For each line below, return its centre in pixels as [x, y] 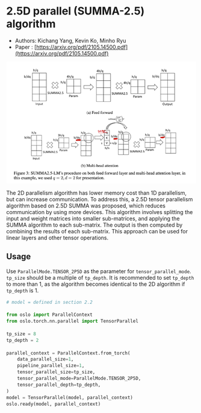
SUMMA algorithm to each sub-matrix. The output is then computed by [94, 225]
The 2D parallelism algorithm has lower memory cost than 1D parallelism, [97, 193]
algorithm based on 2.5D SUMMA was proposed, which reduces [86, 206]
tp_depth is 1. [23, 290]
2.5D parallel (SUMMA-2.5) [76, 11]
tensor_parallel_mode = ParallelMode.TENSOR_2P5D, [79, 379]
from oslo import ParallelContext [50, 315]
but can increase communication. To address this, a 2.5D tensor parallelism [100, 199]
